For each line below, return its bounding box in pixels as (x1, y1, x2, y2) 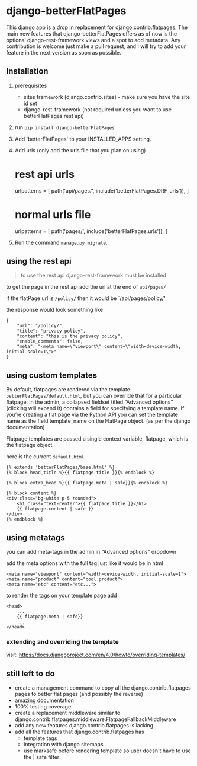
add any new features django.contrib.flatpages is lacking (14, 722, 154, 729)
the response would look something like (6, 307, 104, 314)
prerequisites (14, 82, 47, 89)
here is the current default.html (6, 453, 85, 460)
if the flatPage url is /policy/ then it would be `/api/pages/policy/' (6, 295, 166, 302)
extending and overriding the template (6, 637, 120, 646)
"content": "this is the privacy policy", (17, 333, 123, 339)
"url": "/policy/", (17, 323, 65, 329)
